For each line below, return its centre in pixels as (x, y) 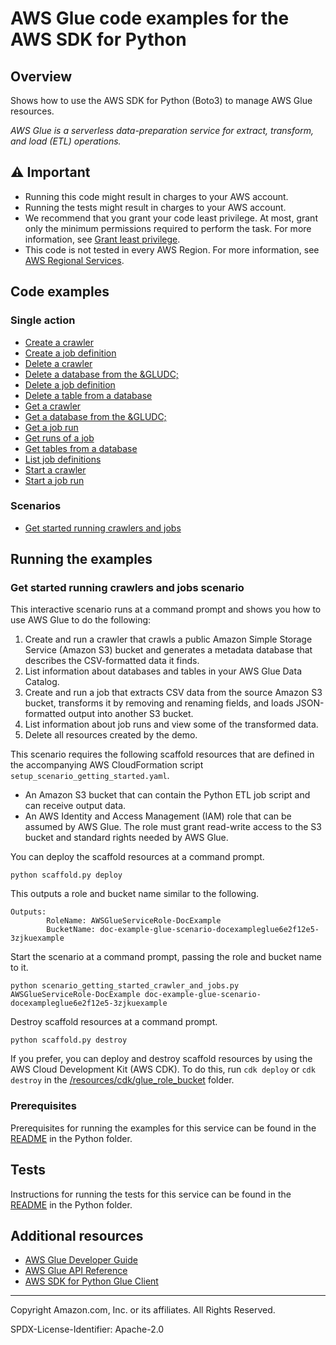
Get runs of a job (59, 438)
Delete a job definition (70, 384)
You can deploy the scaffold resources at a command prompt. (137, 857)
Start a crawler (55, 469)
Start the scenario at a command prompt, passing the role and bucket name (166, 957)
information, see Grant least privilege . (102, 239)
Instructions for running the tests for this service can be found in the (151, 1194)
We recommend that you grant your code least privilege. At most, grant (171, 218)
